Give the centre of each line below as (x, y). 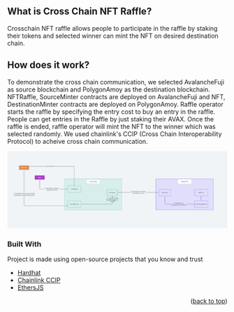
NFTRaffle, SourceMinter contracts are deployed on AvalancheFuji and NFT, (116, 96)
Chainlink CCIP (39, 280)
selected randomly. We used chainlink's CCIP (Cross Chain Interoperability (115, 134)
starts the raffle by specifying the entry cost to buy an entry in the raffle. (111, 112)
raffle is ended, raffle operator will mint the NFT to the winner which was (111, 126)
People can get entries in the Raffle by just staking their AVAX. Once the (111, 119)
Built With (24, 244)
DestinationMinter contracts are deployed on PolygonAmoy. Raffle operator (115, 104)
